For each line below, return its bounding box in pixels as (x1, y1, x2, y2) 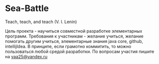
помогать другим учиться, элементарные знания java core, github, (5, 38, 143, 44)
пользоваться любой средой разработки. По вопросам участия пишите (5, 49, 154, 54)
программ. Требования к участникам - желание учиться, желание (5, 33, 144, 39)
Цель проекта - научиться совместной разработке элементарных (5, 28, 143, 34)
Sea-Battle (5, 3, 49, 14)
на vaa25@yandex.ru (5, 53, 48, 59)
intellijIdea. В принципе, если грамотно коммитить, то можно (5, 43, 132, 49)
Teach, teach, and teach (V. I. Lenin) (5, 19, 77, 25)
